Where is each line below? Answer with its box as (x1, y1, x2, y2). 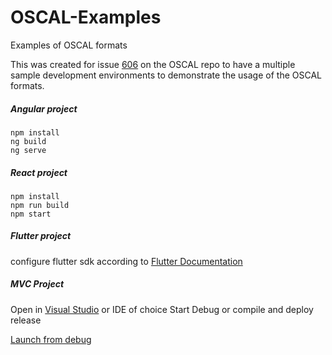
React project (10, 166, 68, 178)
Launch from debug (10, 333, 92, 345)
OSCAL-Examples (10, 6, 162, 29)
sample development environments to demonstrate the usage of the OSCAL (10, 69, 322, 81)
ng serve (10, 145, 47, 155)
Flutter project (10, 230, 72, 242)
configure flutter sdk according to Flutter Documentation (10, 255, 243, 267)
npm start (10, 209, 52, 219)
